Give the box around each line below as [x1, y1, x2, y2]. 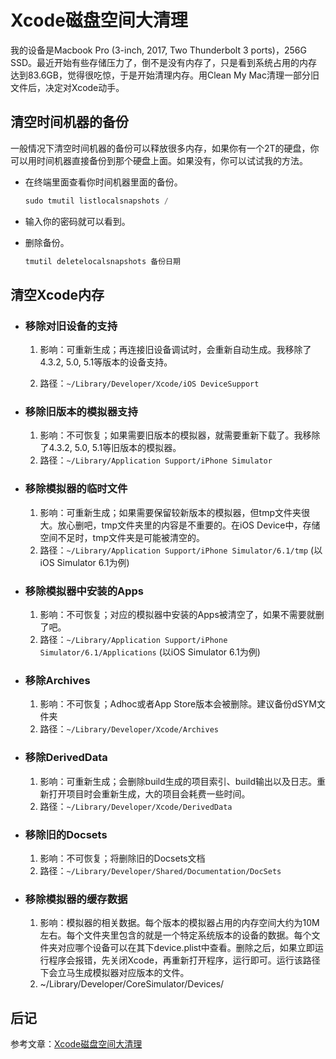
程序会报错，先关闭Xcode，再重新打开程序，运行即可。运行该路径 [48, 954, 321, 966]
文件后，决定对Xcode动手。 [10, 81, 125, 93]
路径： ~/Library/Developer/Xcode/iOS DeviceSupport [39, 377, 260, 390]
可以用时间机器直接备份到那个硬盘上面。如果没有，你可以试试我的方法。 [10, 154, 308, 166]
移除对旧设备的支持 [24, 319, 118, 333]
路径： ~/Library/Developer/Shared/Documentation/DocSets [39, 864, 282, 876]
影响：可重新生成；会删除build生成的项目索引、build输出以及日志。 [39, 775, 318, 787]
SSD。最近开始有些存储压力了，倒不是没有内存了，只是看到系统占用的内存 [10, 56, 318, 68]
